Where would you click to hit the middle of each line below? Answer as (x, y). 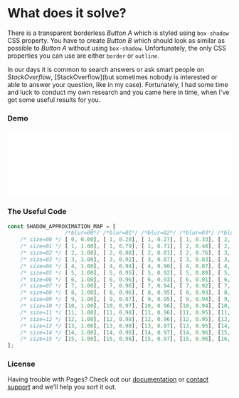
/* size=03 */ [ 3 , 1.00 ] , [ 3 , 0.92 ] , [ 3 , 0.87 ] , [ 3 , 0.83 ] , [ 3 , (126, 259)
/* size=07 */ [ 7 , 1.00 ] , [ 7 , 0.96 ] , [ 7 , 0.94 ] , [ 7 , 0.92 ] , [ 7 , (126, 286)
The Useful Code (37, 212)
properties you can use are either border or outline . (84, 56)
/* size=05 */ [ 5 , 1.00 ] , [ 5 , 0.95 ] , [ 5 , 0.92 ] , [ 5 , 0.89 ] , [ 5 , (126, 272)
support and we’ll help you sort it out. (62, 387)
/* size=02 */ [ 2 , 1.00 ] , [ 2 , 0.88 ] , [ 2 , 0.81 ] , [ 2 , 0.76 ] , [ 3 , (126, 253)
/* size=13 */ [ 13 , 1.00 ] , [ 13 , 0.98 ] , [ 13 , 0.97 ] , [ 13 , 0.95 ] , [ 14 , (126, 326)
